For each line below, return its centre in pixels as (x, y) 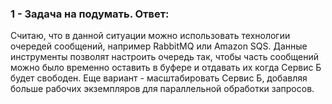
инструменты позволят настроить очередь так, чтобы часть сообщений (165, 57)
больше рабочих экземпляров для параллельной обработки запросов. (162, 89)
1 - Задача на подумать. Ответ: (90, 14)
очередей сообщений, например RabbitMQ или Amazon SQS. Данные (159, 46)
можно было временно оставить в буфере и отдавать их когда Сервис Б (166, 68)
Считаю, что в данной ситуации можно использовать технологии (150, 36)
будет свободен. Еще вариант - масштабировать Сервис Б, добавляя (159, 78)
